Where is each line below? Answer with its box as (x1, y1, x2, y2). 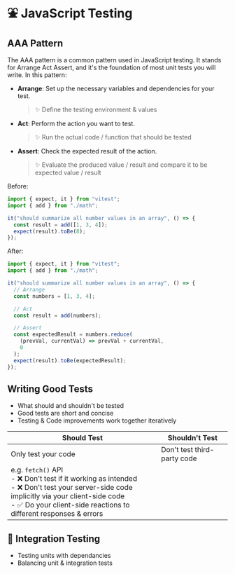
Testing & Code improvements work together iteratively (17, 416, 177, 425)
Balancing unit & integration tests (17, 559, 113, 567)
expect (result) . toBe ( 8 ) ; (13, 228, 86, 235)
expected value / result (34, 168, 101, 177)
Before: (7, 182, 29, 190)
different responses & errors (10, 509, 104, 519)
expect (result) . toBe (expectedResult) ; (13, 357, 127, 364)
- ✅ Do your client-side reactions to (10, 500, 130, 510)
